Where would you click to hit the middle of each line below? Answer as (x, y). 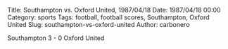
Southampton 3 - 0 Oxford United (56, 38)
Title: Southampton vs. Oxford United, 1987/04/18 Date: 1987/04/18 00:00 (114, 10)
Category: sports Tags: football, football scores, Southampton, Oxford (108, 17)
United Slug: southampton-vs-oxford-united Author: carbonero (99, 24)
